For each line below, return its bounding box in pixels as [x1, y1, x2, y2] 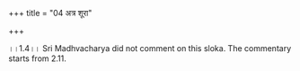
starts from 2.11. [8, 53, 66, 64]
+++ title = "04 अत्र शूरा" [8, 8, 93, 18]
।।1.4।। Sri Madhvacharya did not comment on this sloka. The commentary [8, 43, 292, 53]
